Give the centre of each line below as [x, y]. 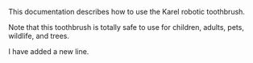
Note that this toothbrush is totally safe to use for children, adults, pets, [126, 27]
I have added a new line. [49, 51]
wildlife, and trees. [39, 36]
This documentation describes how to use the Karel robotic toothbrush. [127, 12]
